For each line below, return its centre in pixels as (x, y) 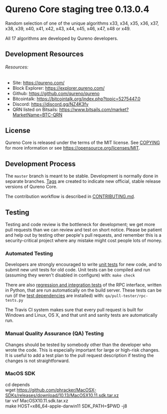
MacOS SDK (20, 374)
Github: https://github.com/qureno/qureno (56, 93)
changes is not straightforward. (38, 361)
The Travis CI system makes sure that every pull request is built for (74, 310)
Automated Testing (29, 253)
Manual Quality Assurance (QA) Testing (55, 333)
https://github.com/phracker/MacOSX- (57, 390)
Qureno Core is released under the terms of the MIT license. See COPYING (83, 143)
